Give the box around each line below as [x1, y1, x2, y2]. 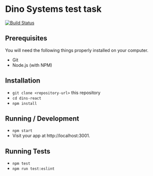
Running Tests [5, 147, 50, 155]
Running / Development [5, 114, 79, 123]
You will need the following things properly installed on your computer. [5, 47, 149, 53]
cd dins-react [12, 95, 41, 101]
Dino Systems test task [5, 3, 102, 15]
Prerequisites [5, 34, 47, 43]
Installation [5, 77, 40, 85]
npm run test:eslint [12, 167, 55, 172]
